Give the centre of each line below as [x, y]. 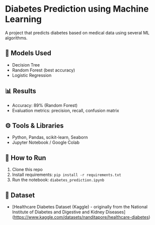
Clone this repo [27, 170]
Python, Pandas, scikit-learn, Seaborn [50, 138]
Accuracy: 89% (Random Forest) [45, 105]
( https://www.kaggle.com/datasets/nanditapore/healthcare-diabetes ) [81, 217]
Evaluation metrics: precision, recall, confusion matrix [66, 110]
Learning [23, 19]
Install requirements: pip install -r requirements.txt [67, 175]
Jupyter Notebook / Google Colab [46, 142]
